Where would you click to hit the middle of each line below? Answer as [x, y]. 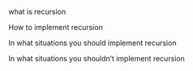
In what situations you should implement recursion [92, 43]
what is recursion [37, 12]
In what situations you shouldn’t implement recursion [96, 58]
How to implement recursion [56, 27]
